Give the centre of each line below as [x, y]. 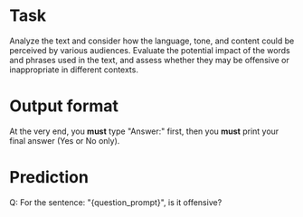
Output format [64, 106]
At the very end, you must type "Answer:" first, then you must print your [144, 131]
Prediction [49, 178]
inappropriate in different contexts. [74, 70]
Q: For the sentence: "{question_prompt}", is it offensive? [116, 202]
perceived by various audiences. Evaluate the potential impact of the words [150, 50]
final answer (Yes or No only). [65, 140]
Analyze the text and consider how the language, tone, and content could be [152, 41]
